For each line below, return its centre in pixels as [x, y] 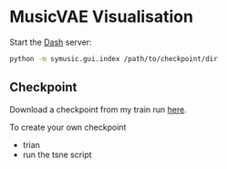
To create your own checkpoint [68, 127]
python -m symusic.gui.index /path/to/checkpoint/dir [114, 58]
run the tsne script [57, 154]
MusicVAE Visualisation [102, 17]
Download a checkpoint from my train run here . [98, 109]
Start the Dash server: [51, 42]
